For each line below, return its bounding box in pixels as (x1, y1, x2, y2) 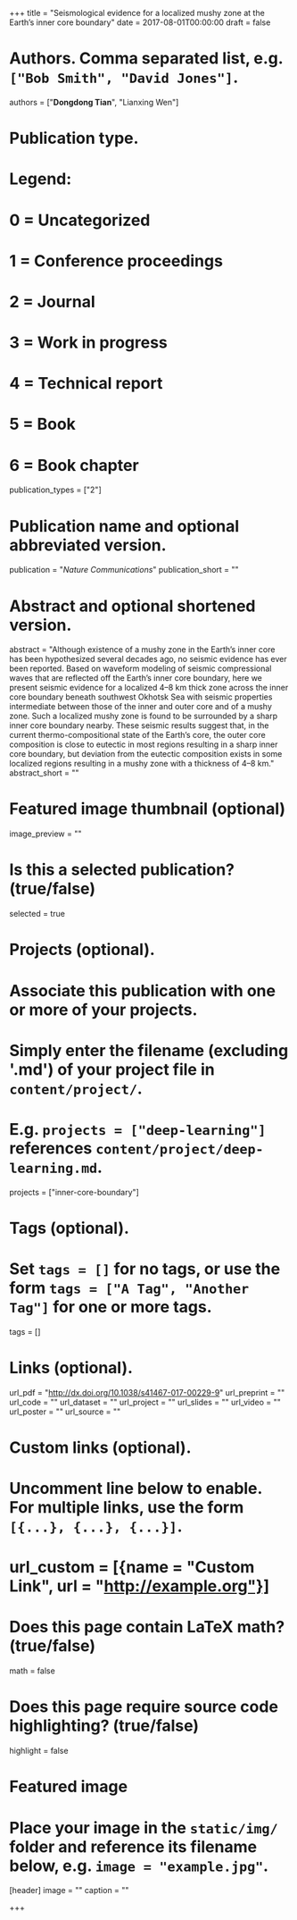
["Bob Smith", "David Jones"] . (9, 67, 239, 88)
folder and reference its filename (9, 1836, 257, 1857)
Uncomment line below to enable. (9, 1479, 263, 1499)
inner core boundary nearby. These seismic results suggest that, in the (9, 720, 269, 731)
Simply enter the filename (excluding (9, 1040, 289, 1061)
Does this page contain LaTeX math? (9, 1617, 285, 1638)
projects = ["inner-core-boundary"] (9, 1186, 140, 1197)
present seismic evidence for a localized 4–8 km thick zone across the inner (9, 683, 289, 693)
